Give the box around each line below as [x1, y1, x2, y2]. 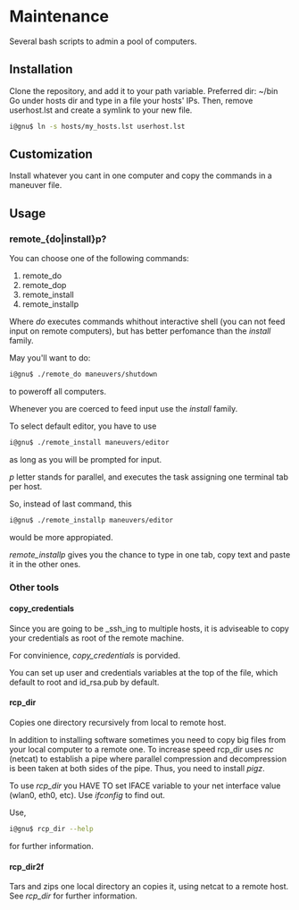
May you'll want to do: [9, 353, 91, 363]
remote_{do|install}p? [9, 233, 107, 245]
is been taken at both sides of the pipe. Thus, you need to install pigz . [9, 763, 265, 774]
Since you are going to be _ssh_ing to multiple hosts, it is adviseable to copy [9, 623, 290, 634]
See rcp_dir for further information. [9, 890, 138, 901]
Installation [9, 62, 73, 77]
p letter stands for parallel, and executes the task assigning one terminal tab [9, 472, 288, 482]
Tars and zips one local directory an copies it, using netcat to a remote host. [9, 881, 289, 892]
